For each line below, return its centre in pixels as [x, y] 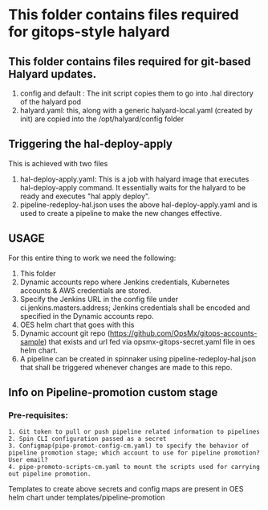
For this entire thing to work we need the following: [92, 258]
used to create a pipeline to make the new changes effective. [121, 213]
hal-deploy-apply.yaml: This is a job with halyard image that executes [134, 179]
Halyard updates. [53, 74]
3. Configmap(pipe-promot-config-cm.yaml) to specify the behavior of [129, 446]
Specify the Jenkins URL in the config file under [99, 299]
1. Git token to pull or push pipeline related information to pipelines [134, 432]
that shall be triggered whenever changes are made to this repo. [126, 367]
